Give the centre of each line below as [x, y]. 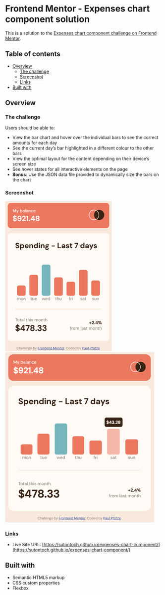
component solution [48, 19]
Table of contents [33, 54]
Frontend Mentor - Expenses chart [78, 9]
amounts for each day [35, 143]
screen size [24, 164]
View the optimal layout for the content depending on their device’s [81, 159]
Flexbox [20, 588]
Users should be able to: [30, 128]
